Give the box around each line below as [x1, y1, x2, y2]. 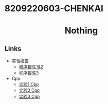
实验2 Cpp [18, 87, 40, 93]
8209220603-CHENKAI [4, 3, 104, 14]
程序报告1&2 [18, 64, 43, 70]
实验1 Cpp [18, 81, 39, 87]
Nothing [64, 25, 98, 36]
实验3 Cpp [18, 93, 40, 100]
